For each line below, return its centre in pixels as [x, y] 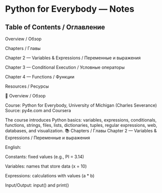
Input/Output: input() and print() [37, 185]
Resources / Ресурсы [27, 86]
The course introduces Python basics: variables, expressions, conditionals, [81, 120]
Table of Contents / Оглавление [55, 27]
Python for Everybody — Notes [70, 9]
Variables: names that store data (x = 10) [46, 166]
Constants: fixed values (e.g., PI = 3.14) [45, 157]
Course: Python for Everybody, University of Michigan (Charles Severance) [81, 105]
